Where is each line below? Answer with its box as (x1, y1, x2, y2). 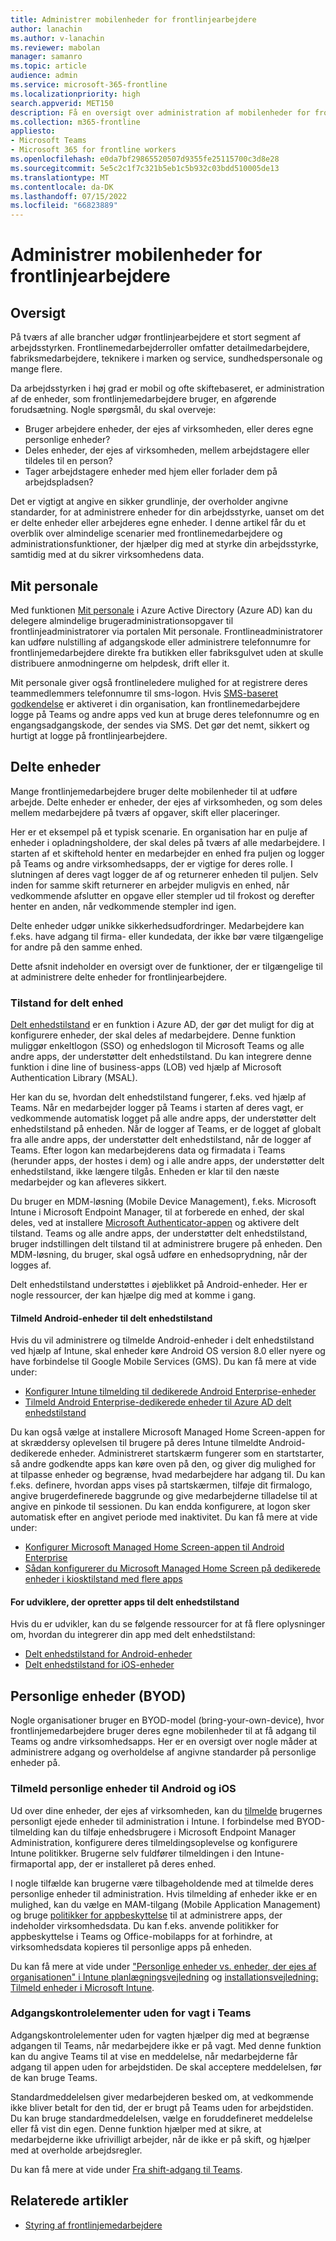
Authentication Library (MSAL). (10, 1072, 138, 1084)
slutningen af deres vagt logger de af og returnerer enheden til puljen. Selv (10, 868, 319, 880)
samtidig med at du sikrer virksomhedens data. (10, 549, 205, 561)
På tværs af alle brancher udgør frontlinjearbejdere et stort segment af (10, 331, 302, 343)
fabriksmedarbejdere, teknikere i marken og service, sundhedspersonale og (10, 352, 323, 365)
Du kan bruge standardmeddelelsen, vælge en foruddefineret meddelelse (10, 2112, 313, 2124)
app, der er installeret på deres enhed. (58, 1857, 217, 1870)
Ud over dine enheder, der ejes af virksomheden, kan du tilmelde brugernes (10, 1804, 323, 1816)
